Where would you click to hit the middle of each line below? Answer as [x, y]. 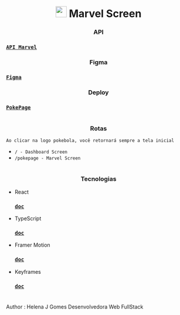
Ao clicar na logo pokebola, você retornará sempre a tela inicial [90, 141]
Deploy [99, 92]
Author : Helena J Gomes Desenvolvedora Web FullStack [75, 307]
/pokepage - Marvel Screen [47, 158]
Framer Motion [33, 245]
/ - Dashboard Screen [41, 152]
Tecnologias [99, 179]
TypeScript [28, 218]
